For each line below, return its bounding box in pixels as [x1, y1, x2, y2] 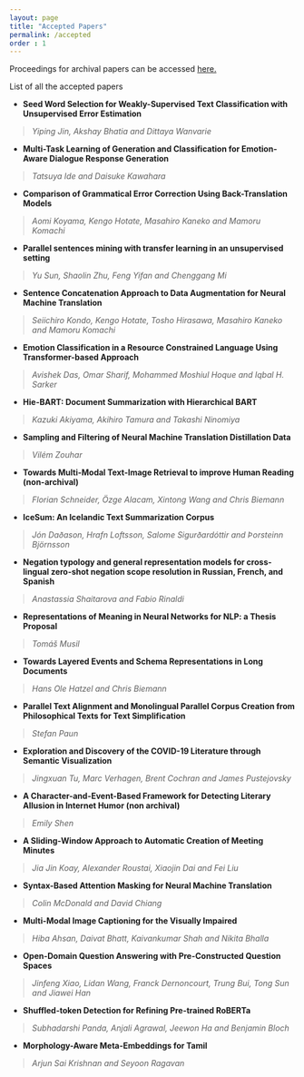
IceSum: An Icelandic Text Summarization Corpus [22, 512, 215, 523]
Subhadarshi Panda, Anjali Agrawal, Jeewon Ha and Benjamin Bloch [31, 1023, 290, 1033]
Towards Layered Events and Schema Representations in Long [22, 656, 263, 667]
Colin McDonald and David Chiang [31, 898, 162, 909]
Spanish [22, 576, 55, 587]
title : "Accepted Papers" [9, 22, 107, 31]
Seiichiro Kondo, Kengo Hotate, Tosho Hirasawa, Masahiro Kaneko [31, 315, 283, 326]
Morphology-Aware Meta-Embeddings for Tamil [22, 1041, 208, 1052]
